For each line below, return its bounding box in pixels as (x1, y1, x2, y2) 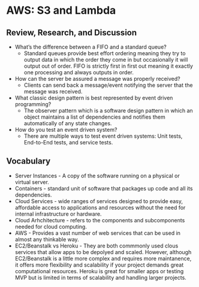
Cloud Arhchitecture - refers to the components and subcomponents (14, 216, 185, 223)
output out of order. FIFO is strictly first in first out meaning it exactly (23, 62, 194, 70)
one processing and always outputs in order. (23, 69, 134, 75)
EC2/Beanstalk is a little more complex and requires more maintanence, (14, 255, 192, 262)
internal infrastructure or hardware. (14, 210, 102, 217)
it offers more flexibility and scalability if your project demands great (14, 261, 184, 268)
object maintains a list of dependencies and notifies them (23, 113, 166, 120)
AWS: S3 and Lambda (6, 4, 116, 17)
